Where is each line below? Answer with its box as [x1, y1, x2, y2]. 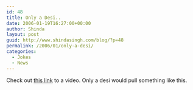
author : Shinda [6, 26, 45, 32]
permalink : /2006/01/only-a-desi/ [6, 43, 94, 49]
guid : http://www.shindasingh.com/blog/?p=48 [6, 37, 124, 43]
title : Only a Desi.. [6, 15, 61, 21]
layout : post [6, 32, 40, 38]
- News [12, 60, 29, 66]
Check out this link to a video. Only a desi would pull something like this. [6, 77, 188, 84]
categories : [6, 49, 37, 55]
